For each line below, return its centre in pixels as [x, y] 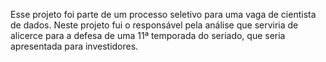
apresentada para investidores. [74, 46]
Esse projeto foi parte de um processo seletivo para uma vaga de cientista [163, 14]
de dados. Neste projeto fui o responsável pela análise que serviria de [154, 25]
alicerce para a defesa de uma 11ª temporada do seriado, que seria [148, 35]
